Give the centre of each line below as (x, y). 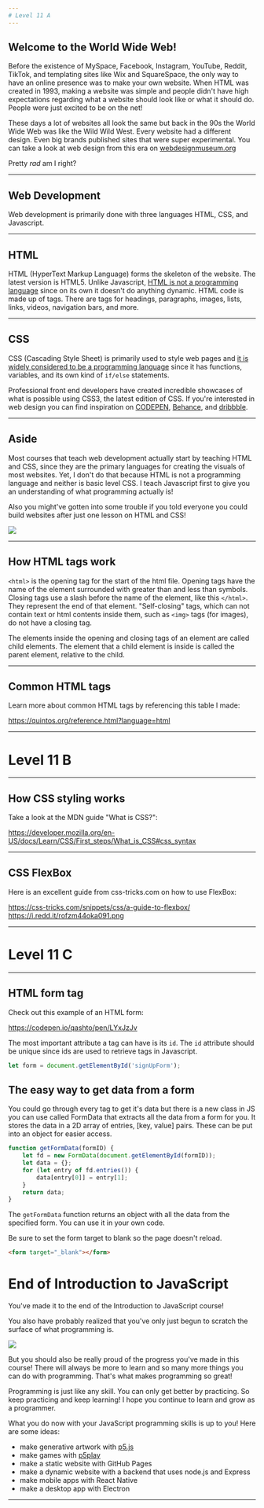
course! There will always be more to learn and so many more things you (126, 1368)
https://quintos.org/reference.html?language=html (89, 721)
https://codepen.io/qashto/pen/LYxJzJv (73, 1028)
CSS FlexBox (40, 873)
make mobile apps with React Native (79, 1480)
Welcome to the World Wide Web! (92, 48)
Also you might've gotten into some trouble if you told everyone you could (128, 506)
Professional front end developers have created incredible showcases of (126, 390)
